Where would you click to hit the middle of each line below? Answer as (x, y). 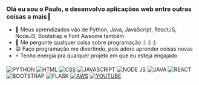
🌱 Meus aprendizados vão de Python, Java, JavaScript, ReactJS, (96, 30)
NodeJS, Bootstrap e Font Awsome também (70, 36)
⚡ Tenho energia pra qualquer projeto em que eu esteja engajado (96, 55)
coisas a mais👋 (29, 16)
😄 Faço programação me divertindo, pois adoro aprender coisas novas (104, 49)
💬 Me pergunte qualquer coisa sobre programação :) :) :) (85, 42)
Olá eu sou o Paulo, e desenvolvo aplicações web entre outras (99, 9)
